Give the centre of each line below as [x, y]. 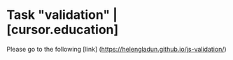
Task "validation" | [62, 15]
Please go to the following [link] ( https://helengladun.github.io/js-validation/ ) [116, 49]
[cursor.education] [63, 30]
